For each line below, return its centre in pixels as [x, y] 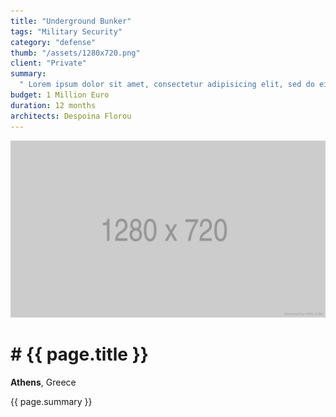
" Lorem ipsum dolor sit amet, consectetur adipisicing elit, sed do [167, 85]
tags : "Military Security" [66, 31]
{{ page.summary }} [51, 401]
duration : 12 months [53, 105]
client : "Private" [48, 63]
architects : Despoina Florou [71, 116]
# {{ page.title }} [79, 354]
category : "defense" [53, 42]
